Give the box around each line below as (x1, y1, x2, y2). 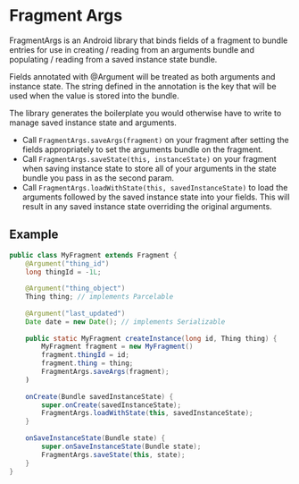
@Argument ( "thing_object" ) (25, 284, 126, 293)
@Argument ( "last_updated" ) (25, 309, 126, 318)
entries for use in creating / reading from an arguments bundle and (9, 44, 254, 55)
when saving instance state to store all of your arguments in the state (21, 163, 277, 174)
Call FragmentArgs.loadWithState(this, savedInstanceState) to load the (21, 182, 288, 192)
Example (9, 227, 59, 242)
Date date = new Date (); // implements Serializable (25, 317, 226, 327)
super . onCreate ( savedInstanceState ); (41, 400, 181, 410)
